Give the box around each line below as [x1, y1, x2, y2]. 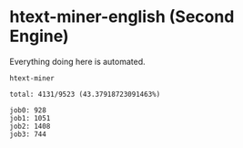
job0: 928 [9, 105, 47, 115]
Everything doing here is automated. [9, 56, 146, 67]
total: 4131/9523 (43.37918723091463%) [9, 90, 161, 99]
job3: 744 [9, 130, 47, 139]
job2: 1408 [9, 122, 51, 131]
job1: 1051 [9, 113, 51, 122]
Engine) [9, 26, 70, 47]
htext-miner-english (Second [9, 6, 235, 27]
